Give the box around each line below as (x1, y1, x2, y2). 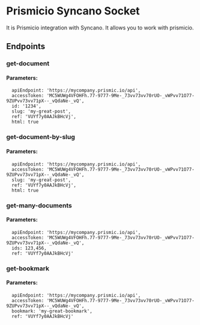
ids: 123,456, (11, 245, 47, 251)
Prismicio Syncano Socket (6, 4, 140, 18)
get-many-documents (6, 201, 72, 209)
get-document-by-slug (6, 133, 75, 142)
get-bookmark (6, 264, 50, 272)
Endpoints (6, 41, 46, 52)
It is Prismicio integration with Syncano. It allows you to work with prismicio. (6, 24, 194, 31)
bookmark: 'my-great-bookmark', (11, 308, 93, 314)
